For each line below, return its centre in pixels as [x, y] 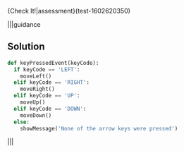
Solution [26, 47]
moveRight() [37, 89]
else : [22, 122]
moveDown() [36, 115]
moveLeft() [36, 76]
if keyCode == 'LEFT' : [47, 69]
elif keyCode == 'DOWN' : [50, 109]
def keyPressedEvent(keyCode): [53, 63]
